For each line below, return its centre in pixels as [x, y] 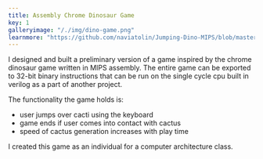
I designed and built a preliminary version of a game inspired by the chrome [130, 60]
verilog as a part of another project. [65, 85]
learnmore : [26, 37]
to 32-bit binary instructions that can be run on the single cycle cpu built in [128, 76]
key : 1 [19, 23]
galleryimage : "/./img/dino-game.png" [71, 30]
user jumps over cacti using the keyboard [86, 115]
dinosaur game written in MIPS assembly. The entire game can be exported [130, 68]
